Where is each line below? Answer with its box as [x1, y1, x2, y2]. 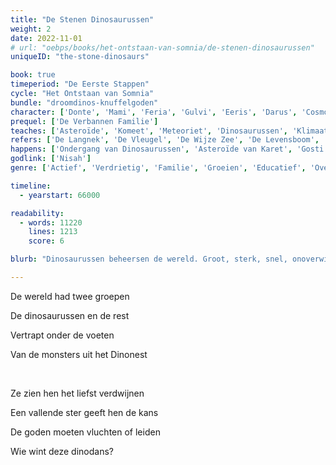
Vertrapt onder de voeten [10, 329, 115, 341]
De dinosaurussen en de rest [10, 309, 130, 321]
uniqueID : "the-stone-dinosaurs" [10, 52, 150, 62]
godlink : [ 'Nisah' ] [10, 154, 92, 164]
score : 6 [28, 236, 65, 246]
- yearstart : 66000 [19, 190, 101, 200]
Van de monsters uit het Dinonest [10, 348, 148, 360]
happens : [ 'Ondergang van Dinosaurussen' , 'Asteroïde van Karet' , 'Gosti [10, 144, 325, 155]
